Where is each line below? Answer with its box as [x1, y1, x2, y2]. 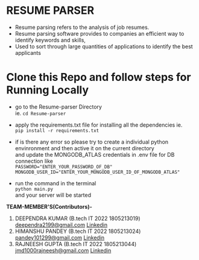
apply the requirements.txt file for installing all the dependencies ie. [14, 121, 183, 128]
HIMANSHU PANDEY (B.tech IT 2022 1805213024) [14, 227, 141, 235]
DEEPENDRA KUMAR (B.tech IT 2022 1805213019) [14, 215, 141, 222]
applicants [14, 49, 41, 56]
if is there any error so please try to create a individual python [14, 138, 169, 145]
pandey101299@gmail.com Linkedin [14, 233, 105, 241]
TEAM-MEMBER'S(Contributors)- [6, 203, 92, 210]
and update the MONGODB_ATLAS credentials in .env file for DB [14, 151, 175, 158]
